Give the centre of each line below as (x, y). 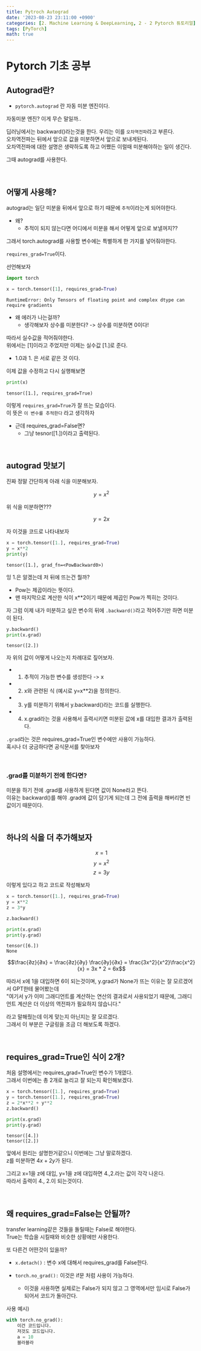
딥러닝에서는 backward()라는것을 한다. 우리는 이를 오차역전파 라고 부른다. (91, 132)
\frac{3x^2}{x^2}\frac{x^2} (162, 962)
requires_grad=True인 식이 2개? (66, 1057)
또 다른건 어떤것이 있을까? (37, 1250)
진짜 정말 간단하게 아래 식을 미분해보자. (52, 482)
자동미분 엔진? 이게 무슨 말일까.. (44, 119)
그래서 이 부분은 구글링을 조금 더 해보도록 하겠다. (63, 1024)
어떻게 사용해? (31, 192)
